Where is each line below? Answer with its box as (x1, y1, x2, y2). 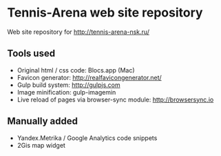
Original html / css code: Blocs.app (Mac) (17, 66, 136, 74)
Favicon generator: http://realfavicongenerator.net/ (17, 73, 162, 81)
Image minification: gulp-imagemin (17, 88, 116, 96)
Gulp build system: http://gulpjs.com (17, 81, 120, 89)
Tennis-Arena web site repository (7, 5, 203, 21)
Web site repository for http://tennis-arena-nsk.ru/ (7, 28, 150, 36)
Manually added (7, 115, 78, 127)
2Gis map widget (17, 141, 65, 149)
